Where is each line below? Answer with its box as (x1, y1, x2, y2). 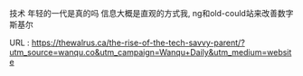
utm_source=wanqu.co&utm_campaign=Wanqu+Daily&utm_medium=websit (9, 47, 292, 57)
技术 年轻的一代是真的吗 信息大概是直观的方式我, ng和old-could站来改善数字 (9, 8, 294, 18)
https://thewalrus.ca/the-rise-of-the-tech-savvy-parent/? (31, 37, 246, 48)
